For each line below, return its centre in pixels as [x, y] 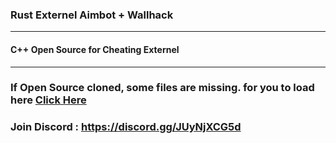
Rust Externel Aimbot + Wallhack [92, 15]
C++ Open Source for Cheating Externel [95, 49]
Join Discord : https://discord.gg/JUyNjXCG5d [126, 127]
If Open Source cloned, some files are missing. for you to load [162, 88]
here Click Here [48, 100]
